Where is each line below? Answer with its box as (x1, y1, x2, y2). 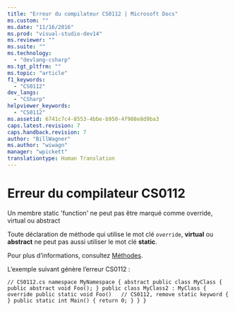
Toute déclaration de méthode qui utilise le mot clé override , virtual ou (7, 230, 214, 238)
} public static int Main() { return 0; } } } (7, 297, 147, 304)
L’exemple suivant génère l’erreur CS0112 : (7, 264, 131, 273)
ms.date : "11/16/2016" (7, 23, 74, 30)
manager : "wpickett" (7, 148, 68, 155)
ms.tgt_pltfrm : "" (7, 63, 61, 70)
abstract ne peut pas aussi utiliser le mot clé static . (7, 237, 157, 246)
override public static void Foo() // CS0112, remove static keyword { (7, 291, 229, 298)
